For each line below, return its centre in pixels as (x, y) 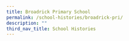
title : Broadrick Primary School (48, 12)
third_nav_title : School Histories (51, 29)
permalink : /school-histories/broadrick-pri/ (64, 17)
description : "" (27, 23)
